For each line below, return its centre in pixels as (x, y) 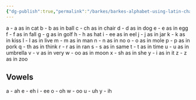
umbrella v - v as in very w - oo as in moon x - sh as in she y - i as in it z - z (97, 52)
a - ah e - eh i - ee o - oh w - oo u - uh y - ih (59, 91)
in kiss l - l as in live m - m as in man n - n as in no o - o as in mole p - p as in (98, 40)
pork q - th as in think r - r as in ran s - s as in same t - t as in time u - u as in (98, 47)
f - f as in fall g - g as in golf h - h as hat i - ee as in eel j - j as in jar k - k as (96, 34)
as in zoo (17, 59)
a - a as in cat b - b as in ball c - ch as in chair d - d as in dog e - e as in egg (97, 28)
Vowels (20, 77)
